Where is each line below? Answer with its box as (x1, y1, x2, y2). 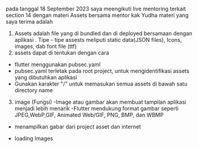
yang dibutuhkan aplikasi (14, 74, 77, 81)
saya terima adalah (5, 18, 53, 25)
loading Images (14, 135, 53, 142)
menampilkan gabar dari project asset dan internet (14, 123, 141, 130)
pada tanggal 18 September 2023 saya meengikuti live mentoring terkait (5, 5, 186, 12)
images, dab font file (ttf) (14, 42, 77, 50)
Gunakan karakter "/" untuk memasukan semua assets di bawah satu (14, 80, 188, 87)
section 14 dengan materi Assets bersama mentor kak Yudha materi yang (5, 12, 189, 19)
